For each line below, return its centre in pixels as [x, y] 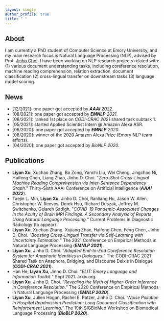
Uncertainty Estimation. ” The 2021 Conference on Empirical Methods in [84, 240]
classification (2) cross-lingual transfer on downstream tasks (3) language [80, 76]
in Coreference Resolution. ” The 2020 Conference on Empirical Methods [85, 287]
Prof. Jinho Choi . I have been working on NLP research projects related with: [82, 61]
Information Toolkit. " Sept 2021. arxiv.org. [54, 276]
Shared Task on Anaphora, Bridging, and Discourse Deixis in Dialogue [82, 261]
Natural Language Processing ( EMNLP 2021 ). [58, 245]
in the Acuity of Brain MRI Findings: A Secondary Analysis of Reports [82, 214]
